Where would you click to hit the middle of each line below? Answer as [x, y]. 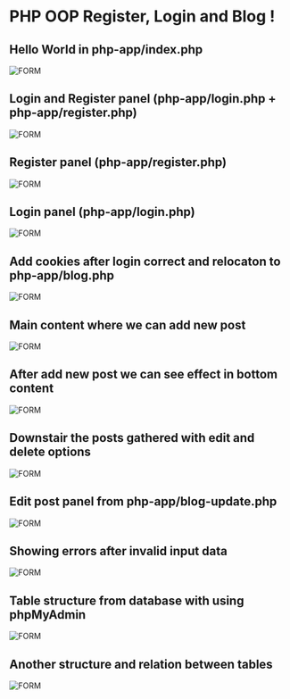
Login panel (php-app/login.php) [102, 212]
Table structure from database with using [127, 600]
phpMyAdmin [48, 615]
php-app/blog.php [62, 275]
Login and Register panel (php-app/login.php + [143, 99]
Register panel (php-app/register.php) [118, 162]
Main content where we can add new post [128, 325]
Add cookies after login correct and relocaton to [145, 261]
